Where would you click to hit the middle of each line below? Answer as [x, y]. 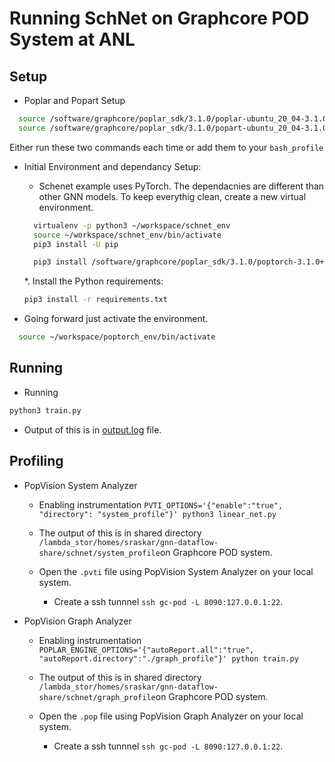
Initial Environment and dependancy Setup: [112, 166]
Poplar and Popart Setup [74, 100]
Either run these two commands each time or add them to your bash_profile [166, 147]
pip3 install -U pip [76, 244]
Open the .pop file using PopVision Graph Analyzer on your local [171, 716]
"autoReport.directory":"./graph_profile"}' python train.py [168, 658]
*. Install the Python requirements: [93, 281]
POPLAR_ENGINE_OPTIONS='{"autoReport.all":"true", [146, 650]
